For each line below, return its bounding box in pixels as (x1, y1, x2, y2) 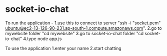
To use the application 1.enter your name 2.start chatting (5, 45, 121, 51)
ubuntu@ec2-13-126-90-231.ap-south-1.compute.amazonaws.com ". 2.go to (5, 25, 162, 31)
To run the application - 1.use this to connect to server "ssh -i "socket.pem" (5, 20, 161, 26)
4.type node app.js (23, 36, 62, 42)
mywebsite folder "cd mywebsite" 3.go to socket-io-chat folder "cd (5, 30, 144, 36)
